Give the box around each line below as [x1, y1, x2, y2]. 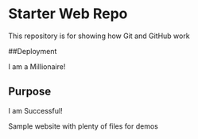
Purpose [8, 85, 52, 98]
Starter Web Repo [8, 5, 128, 23]
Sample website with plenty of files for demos [8, 121, 159, 131]
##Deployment [8, 46, 57, 56]
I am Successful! [8, 106, 63, 115]
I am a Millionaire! [8, 61, 66, 71]
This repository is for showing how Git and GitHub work [8, 31, 190, 41]
